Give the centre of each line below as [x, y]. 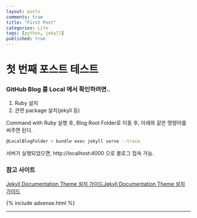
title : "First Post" [31, 22]
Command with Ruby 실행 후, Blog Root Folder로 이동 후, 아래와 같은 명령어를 [96, 123]
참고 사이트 [21, 170]
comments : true [25, 17]
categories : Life [27, 28]
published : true [26, 39]
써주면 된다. [20, 130]
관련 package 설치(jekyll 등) [47, 110]
